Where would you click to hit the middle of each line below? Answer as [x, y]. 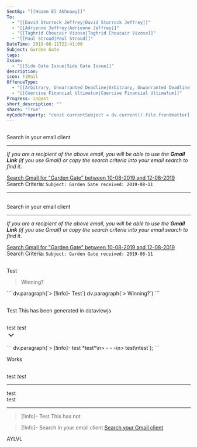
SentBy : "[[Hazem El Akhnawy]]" [46, 11]
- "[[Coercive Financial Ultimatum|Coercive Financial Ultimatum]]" [97, 93]
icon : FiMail [23, 77]
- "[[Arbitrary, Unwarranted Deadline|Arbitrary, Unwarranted [89, 88]
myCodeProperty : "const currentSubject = [58, 115]
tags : [13, 55]
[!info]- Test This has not [51, 417]
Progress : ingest [28, 98]
